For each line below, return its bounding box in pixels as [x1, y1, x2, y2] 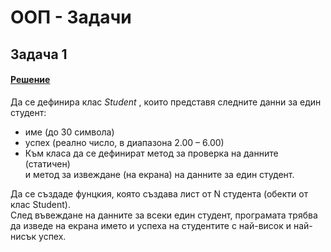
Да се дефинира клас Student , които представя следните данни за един [10, 96, 322, 108]
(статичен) [24, 157, 71, 170]
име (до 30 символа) [24, 126, 115, 138]
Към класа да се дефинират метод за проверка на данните [24, 147, 279, 159]
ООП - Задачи [10, 6, 132, 29]
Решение [10, 74, 51, 86]
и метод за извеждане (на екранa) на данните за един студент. [24, 168, 295, 180]
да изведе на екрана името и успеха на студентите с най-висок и [10, 219, 292, 231]
